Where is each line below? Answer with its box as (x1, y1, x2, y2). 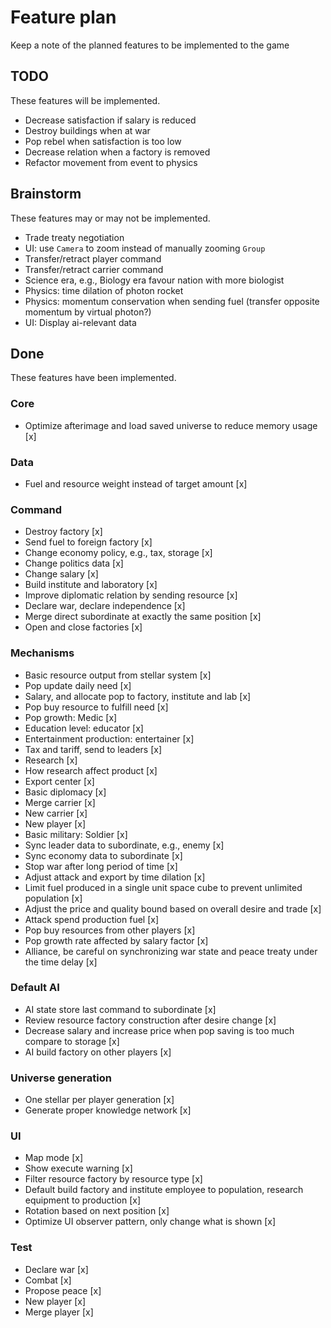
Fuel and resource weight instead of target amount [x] (24, 477, 248, 490)
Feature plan (10, 6, 117, 29)
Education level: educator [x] (24, 722, 144, 734)
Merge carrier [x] (24, 796, 96, 808)
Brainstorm (10, 186, 82, 203)
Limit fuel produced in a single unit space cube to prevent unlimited (24, 881, 303, 893)
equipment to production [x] (24, 1194, 142, 1206)
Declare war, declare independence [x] (24, 600, 186, 612)
